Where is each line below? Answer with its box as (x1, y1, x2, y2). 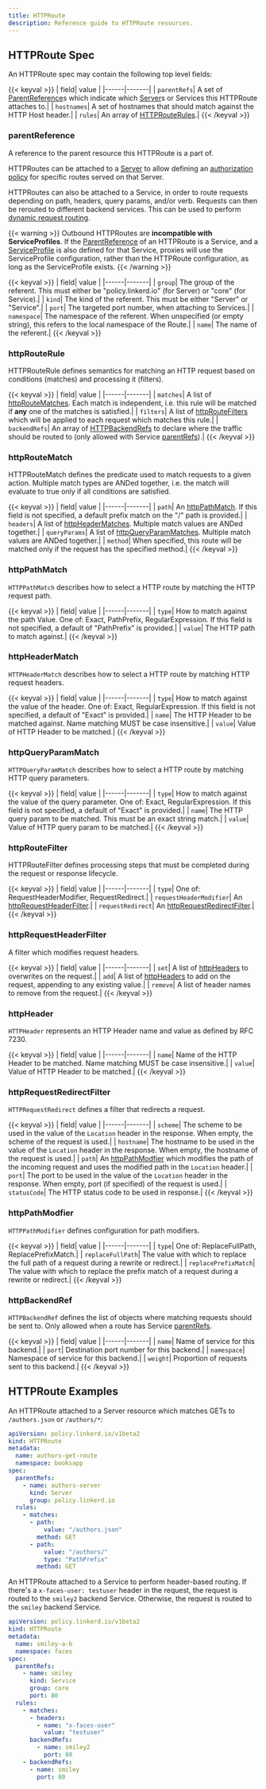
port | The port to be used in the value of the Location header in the (8, 1171, 229, 1180)
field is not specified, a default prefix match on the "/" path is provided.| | (8, 510, 248, 521)
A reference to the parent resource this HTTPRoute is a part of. (8, 148, 214, 157)
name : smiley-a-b (15, 1640, 73, 1648)
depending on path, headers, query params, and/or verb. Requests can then (8, 196, 258, 205)
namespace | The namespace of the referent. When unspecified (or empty (8, 311, 244, 320)
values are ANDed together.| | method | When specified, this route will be (8, 536, 242, 545)
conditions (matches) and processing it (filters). (8, 374, 164, 384)
